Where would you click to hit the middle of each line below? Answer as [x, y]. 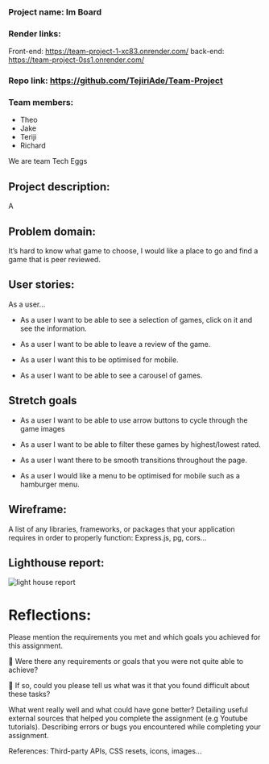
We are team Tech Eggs [48, 161]
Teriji [28, 137]
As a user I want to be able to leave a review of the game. [115, 344]
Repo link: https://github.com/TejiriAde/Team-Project [116, 81]
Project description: [59, 187]
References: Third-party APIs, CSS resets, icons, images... [105, 751]
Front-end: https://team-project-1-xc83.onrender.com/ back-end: [116, 52]
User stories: [41, 285]
